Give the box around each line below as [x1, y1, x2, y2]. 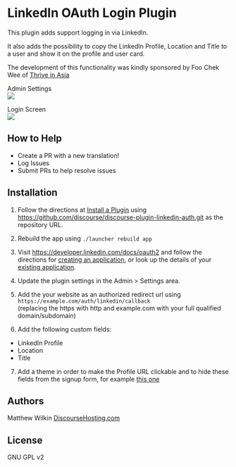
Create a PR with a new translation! [17, 151, 120, 159]
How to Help [7, 133, 62, 145]
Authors [7, 395, 44, 407]
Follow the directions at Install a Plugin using [17, 205, 147, 214]
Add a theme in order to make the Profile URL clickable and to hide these [17, 367, 229, 375]
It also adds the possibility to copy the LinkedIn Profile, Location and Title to [7, 42, 228, 50]
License [7, 434, 43, 446]
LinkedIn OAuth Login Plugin [7, 5, 178, 21]
